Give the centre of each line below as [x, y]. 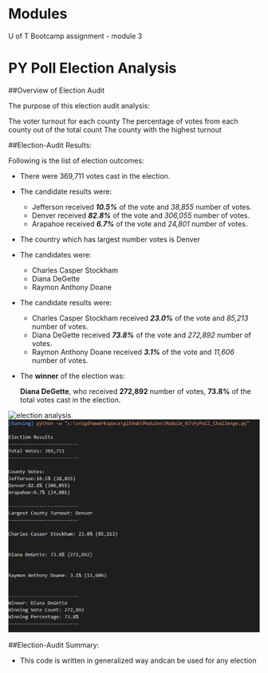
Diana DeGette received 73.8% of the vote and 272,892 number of [141, 335]
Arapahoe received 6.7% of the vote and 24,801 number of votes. [140, 223]
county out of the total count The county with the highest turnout [115, 129]
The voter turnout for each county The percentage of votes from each [123, 121]
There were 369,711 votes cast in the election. [95, 175]
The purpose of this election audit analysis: [79, 105]
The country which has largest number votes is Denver [110, 239]
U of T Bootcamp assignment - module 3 [75, 36]
